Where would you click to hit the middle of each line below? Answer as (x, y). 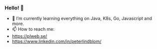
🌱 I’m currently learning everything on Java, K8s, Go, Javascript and (82, 19)
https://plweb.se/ (29, 36)
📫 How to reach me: (33, 29)
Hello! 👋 (14, 8)
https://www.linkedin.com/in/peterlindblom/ (57, 42)
